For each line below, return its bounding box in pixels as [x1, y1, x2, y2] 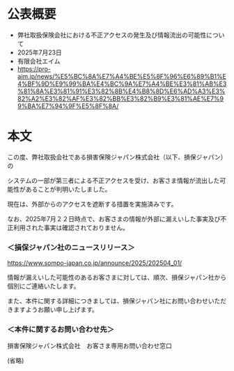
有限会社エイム [17, 56, 61, 65]
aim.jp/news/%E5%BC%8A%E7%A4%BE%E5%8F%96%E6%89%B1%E [17, 72, 226, 80]
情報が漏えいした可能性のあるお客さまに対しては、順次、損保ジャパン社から [7, 273, 227, 282]
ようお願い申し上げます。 [25, 305, 99, 314]
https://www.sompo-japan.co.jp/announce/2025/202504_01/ [7, 259, 182, 267]
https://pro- [17, 64, 51, 73]
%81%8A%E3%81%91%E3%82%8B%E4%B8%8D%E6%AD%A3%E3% [17, 86, 226, 95]
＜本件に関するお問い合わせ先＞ [7, 325, 115, 335]
